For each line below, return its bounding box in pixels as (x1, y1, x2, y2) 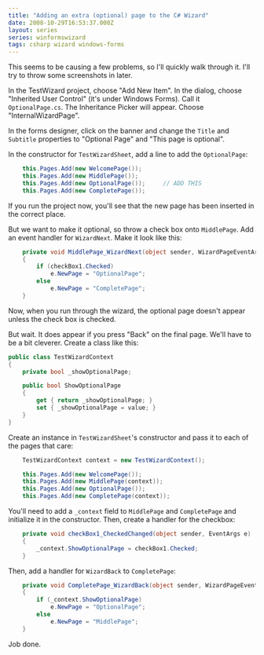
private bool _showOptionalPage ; (22, 368, 132, 375)
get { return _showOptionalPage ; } (36, 397, 153, 404)
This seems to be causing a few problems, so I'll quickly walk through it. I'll (8, 62, 251, 71)
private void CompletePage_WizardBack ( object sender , (22, 581, 202, 589)
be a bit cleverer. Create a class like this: (8, 338, 139, 347)
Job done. (8, 639, 42, 649)
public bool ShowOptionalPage (22, 382, 122, 390)
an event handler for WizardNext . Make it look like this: (8, 232, 182, 242)
